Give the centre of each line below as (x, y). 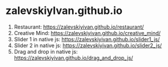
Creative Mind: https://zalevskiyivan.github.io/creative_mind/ (87, 33)
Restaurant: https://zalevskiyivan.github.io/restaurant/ (79, 27)
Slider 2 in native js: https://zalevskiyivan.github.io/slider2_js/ (88, 45)
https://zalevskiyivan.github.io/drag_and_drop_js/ (73, 58)
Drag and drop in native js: (46, 51)
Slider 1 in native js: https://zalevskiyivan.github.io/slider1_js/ (87, 39)
